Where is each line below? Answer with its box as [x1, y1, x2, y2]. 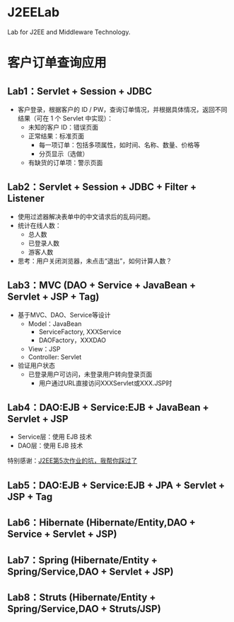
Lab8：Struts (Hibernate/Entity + [7, 591, 156, 603]
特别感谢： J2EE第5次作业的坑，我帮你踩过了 [7, 456, 138, 465]
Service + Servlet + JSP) [7, 528, 117, 541]
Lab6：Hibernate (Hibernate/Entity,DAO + [7, 516, 196, 528]
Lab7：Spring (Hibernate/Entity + [7, 554, 158, 566]
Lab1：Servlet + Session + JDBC [7, 85, 153, 97]
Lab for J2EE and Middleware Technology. [7, 28, 131, 36]
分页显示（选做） [38, 149, 89, 158]
